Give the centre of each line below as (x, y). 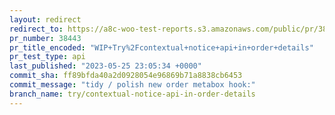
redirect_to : (36, 29)
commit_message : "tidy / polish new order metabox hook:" (132, 85)
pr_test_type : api (47, 57)
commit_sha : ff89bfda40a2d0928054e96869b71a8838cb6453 (126, 76)
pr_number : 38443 (45, 38)
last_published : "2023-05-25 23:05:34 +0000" (105, 66)
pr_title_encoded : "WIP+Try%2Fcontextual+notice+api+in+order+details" (161, 47)
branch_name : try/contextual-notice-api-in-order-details (132, 94)
